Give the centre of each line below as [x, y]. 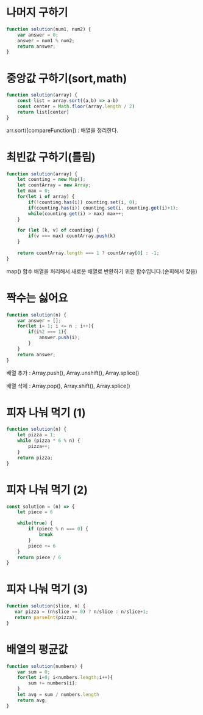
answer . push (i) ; [59, 338]
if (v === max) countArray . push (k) [72, 236]
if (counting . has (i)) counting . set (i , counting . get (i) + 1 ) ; [103, 208]
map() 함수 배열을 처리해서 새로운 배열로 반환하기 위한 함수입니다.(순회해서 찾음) [102, 271]
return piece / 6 [39, 557]
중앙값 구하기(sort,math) [67, 79]
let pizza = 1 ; [37, 435]
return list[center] [43, 112]
